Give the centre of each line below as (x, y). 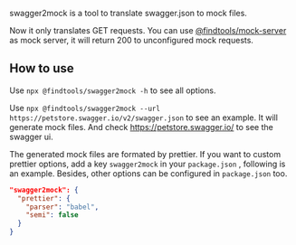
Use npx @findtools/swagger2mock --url (85, 108)
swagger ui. (31, 137)
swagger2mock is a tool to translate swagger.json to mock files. (128, 13)
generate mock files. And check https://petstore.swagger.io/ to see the (141, 127)
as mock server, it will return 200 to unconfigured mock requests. (131, 40)
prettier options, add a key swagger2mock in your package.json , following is (148, 164)
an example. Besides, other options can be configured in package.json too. (148, 173)
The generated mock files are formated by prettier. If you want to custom (145, 154)
